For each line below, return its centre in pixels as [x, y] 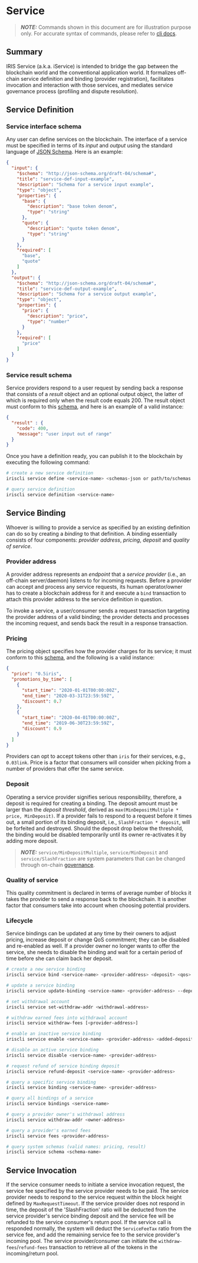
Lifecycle [20, 921]
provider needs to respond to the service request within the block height [94, 1197]
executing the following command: [48, 462]
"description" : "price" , [58, 316]
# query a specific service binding [51, 1082]
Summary [24, 52]
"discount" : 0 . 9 [42, 728]
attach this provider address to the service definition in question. [85, 599]
